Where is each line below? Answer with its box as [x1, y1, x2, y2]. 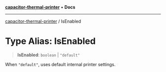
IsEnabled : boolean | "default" [17, 52, 80, 58]
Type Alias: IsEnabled [5, 36, 96, 47]
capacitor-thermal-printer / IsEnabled [5, 18, 82, 24]
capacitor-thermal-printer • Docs [5, 4, 76, 10]
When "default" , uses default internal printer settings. [5, 61, 116, 67]
